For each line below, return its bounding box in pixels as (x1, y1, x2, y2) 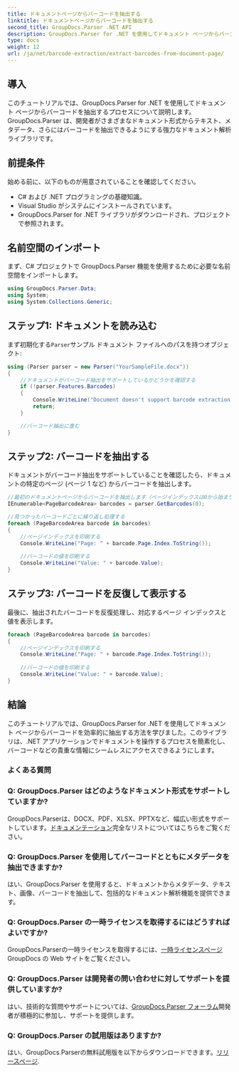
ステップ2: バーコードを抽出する (7, 450, 150, 463)
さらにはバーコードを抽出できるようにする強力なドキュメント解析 (38, 125, 232, 134)
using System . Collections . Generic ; (7, 298, 113, 306)
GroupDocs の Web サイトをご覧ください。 (7, 955, 134, 963)
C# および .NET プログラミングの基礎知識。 (17, 192, 146, 201)
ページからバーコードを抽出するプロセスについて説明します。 (15, 107, 196, 116)
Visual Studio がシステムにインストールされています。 (17, 201, 176, 210)
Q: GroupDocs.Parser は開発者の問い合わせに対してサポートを (7, 974, 223, 984)
